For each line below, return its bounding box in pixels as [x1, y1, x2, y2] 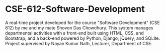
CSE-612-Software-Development [5, 3, 145, 15]
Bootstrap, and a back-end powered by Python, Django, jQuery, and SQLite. [5, 35, 160, 41]
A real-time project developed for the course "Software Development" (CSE [5, 20, 160, 25]
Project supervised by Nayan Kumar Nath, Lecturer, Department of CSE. [5, 40, 153, 46]
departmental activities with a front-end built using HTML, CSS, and [5, 30, 144, 36]
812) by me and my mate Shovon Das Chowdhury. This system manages [5, 25, 154, 30]
